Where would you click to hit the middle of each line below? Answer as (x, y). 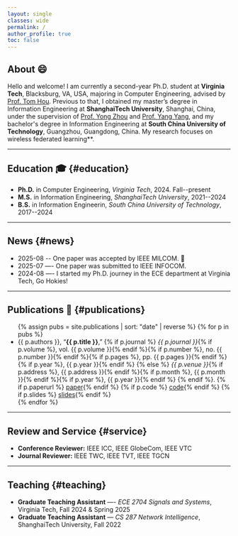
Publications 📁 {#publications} (76, 310)
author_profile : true (39, 34)
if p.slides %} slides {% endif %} (64, 395)
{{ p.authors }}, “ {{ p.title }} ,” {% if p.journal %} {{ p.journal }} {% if (115, 342)
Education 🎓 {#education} (68, 169)
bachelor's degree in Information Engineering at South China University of (117, 124)
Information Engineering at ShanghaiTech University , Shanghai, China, (112, 109)
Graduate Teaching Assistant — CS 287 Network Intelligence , (109, 517)
